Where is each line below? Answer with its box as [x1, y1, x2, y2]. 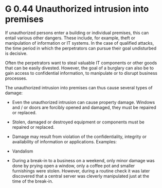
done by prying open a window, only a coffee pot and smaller [12, 163, 135, 169]
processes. [5, 75, 28, 81]
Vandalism [12, 148, 33, 154]
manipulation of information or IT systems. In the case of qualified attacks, [5, 40, 154, 46]
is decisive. [5, 50, 28, 56]
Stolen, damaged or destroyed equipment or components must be [12, 119, 145, 125]
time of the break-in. [12, 178, 54, 184]
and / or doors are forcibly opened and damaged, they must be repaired [12, 104, 157, 110]
